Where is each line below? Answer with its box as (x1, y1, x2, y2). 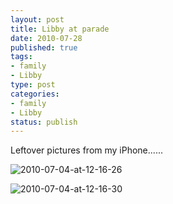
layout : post (10, 14, 65, 25)
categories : (10, 89, 60, 99)
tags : (10, 52, 33, 62)
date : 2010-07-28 (10, 33, 83, 43)
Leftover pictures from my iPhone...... (10, 144, 163, 156)
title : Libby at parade (10, 24, 110, 34)
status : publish (10, 117, 78, 127)
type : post (10, 80, 56, 90)
